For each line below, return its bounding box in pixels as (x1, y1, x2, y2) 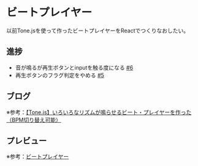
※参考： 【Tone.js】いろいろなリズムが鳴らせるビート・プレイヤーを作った (6, 108, 192, 116)
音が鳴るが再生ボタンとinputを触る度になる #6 (15, 63, 134, 71)
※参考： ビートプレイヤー (6, 153, 69, 161)
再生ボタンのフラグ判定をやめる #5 (15, 71, 104, 79)
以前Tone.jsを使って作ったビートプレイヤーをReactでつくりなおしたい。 (6, 27, 189, 34)
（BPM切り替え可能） (6, 116, 61, 123)
